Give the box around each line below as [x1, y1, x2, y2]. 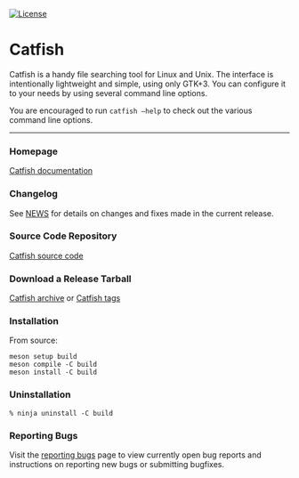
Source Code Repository [9, 230, 117, 242]
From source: [9, 335, 58, 346]
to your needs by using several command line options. [9, 87, 207, 98]
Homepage [9, 145, 58, 158]
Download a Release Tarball [9, 272, 132, 285]
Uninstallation [9, 388, 71, 401]
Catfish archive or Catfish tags [9, 293, 121, 304]
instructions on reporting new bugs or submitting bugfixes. [9, 459, 225, 470]
